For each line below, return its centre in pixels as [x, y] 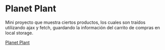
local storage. [19, 33]
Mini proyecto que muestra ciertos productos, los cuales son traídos [75, 22]
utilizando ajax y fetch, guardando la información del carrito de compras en [82, 27]
